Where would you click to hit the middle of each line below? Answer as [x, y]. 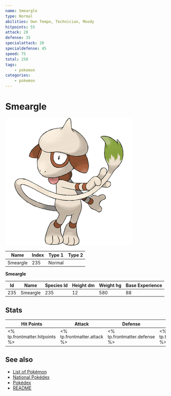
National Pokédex [31, 377]
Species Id [56, 285]
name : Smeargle [21, 11]
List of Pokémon [30, 372]
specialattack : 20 [25, 43]
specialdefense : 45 [26, 48]
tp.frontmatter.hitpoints [32, 337]
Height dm [83, 285]
